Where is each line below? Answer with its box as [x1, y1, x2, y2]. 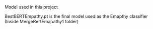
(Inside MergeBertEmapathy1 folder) [4, 19, 79, 24]
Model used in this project [4, 4, 58, 10]
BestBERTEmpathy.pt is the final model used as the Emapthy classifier [4, 14, 149, 19]
